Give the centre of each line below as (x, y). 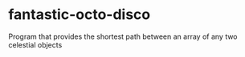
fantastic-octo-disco (80, 15)
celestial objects (35, 44)
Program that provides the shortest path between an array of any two (123, 36)
